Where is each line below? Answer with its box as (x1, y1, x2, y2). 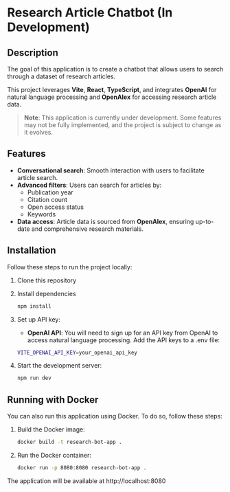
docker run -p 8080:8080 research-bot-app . (16, 464, 147, 471)
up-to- (195, 217, 214, 225)
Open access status (27, 203, 84, 211)
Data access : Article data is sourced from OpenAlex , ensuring (16, 217, 194, 225)
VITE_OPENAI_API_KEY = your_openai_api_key (16, 349, 138, 356)
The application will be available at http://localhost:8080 (7, 476, 166, 485)
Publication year (27, 188, 73, 197)
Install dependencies (16, 289, 77, 298)
